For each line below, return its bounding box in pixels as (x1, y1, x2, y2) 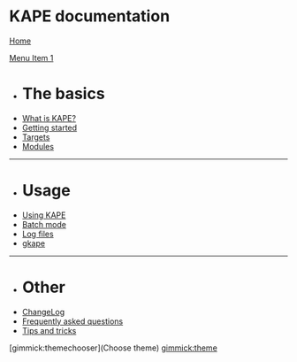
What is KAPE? (21, 112, 77, 123)
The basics (21, 84, 105, 104)
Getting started (21, 122, 78, 133)
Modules (21, 141, 55, 151)
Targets (21, 131, 50, 142)
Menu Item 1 (9, 52, 54, 63)
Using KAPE (21, 210, 66, 220)
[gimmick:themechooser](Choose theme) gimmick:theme (9, 343, 218, 353)
